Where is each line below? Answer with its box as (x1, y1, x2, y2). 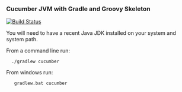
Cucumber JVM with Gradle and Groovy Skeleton (6, 5, 151, 13)
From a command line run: (6, 47, 70, 54)
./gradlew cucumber (11, 58, 60, 65)
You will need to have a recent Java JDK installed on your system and (6, 29, 177, 37)
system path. (6, 36, 38, 43)
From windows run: (6, 69, 53, 76)
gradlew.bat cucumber (14, 80, 68, 87)
